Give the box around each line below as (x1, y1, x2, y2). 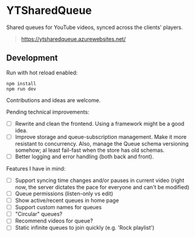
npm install (6, 80, 36, 86)
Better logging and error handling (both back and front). (14, 152, 154, 160)
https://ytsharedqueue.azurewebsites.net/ (21, 35, 126, 42)
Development (6, 53, 59, 63)
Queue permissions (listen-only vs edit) (14, 190, 113, 197)
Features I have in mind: (6, 164, 66, 172)
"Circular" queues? (14, 210, 63, 218)
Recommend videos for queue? (14, 217, 94, 224)
